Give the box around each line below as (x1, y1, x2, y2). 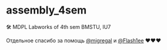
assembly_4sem (6, 4, 87, 17)
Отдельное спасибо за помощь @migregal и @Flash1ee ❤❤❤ (6, 36, 162, 44)
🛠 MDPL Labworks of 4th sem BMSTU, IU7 (6, 23, 111, 30)
